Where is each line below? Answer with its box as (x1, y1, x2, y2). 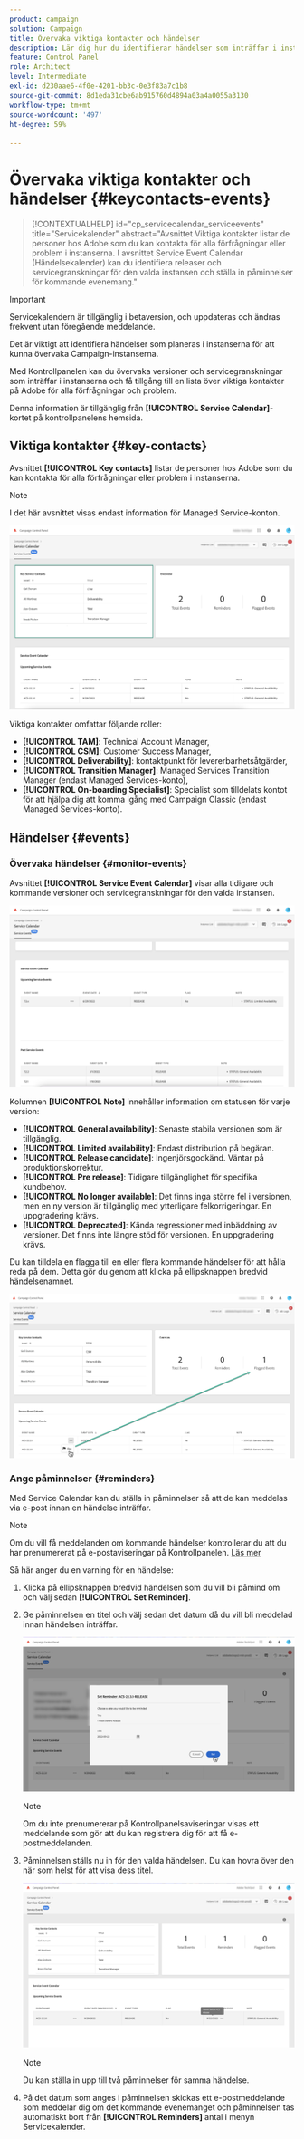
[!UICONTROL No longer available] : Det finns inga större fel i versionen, (22, 1190, 292, 1201)
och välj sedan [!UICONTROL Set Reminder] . (22, 1592, 192, 1603)
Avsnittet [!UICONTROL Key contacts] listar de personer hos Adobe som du (9, 462, 293, 473)
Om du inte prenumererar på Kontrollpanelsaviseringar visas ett (22, 1817, 260, 1829)
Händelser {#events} (9, 830, 130, 845)
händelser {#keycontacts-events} (9, 188, 271, 209)
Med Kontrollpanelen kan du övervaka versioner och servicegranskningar (9, 366, 283, 377)
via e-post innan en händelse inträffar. (9, 1502, 152, 1513)
